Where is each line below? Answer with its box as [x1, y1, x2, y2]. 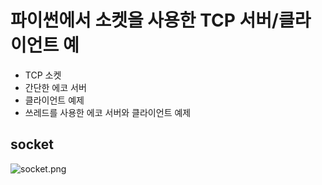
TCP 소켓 [24, 69, 62, 81]
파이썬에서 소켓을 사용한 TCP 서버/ [10, 9, 279, 32]
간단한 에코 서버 [24, 81, 87, 93]
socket [10, 136, 54, 153]
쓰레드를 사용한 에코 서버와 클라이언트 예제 [24, 106, 192, 118]
